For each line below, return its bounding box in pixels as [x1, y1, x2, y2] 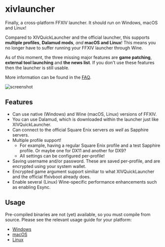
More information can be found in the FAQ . [5, 74, 92, 80]
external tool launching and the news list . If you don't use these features [5, 59, 155, 65]
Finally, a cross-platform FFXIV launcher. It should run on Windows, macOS [5, 20, 158, 26]
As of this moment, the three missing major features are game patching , [5, 54, 152, 60]
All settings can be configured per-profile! [19, 153, 105, 159]
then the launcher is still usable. [5, 65, 70, 71]
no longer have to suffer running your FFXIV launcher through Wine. [5, 45, 143, 51]
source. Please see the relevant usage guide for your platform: [5, 217, 132, 222]
